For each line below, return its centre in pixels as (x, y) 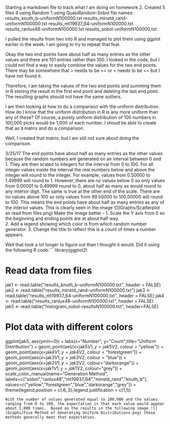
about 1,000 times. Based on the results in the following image (77, 408)
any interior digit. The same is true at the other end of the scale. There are (82, 191)
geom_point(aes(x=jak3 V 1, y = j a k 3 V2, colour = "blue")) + (66, 357)
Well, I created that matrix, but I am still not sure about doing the (72, 138)
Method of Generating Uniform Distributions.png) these (95, 413)
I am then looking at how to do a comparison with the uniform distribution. (82, 106)
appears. (14, 235)
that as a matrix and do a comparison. (45, 128)
